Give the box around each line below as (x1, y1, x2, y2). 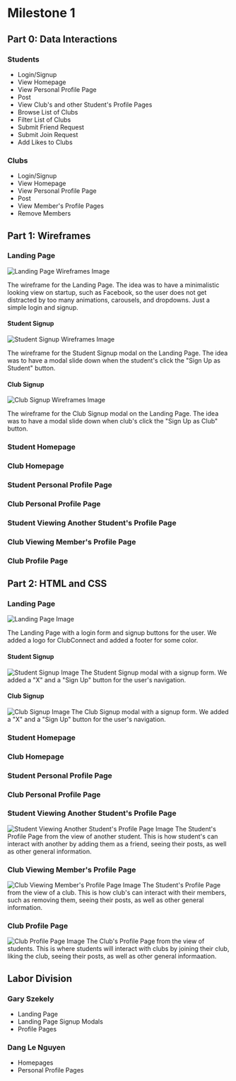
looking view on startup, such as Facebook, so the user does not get (7, 288, 207, 296)
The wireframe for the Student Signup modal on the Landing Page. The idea (7, 349, 228, 358)
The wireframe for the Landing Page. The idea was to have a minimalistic (7, 281, 220, 289)
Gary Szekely (7, 993, 54, 1003)
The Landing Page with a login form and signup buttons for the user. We (7, 629, 217, 637)
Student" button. (7, 364, 56, 373)
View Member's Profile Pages (17, 201, 105, 210)
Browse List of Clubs (17, 107, 78, 116)
